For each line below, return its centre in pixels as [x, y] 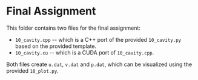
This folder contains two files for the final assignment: [74, 28]
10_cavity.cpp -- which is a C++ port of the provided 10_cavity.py [98, 39]
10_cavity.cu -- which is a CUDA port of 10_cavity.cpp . [84, 52]
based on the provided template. [56, 46]
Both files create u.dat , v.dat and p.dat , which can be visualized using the [99, 64]
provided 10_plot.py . [32, 70]
